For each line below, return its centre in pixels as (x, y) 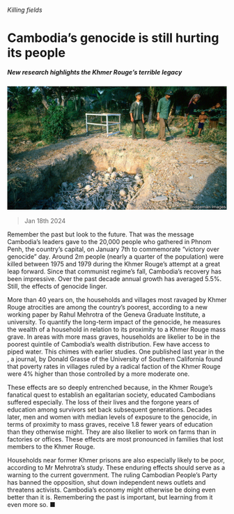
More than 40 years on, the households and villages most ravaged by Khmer (117, 300)
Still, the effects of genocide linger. (57, 287)
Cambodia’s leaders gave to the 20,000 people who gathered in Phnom (109, 242)
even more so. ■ (31, 505)
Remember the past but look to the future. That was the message (101, 234)
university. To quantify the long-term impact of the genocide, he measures (114, 322)
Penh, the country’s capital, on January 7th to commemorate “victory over (113, 249)
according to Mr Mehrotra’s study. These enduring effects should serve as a (116, 468)
